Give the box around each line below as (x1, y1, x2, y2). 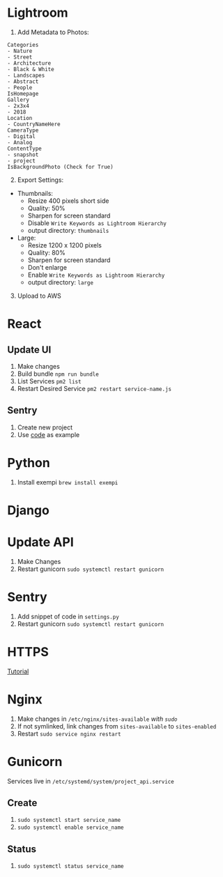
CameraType (7, 127, 39, 134)
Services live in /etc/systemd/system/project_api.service (7, 777, 174, 785)
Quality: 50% (27, 204, 66, 212)
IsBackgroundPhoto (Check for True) (7, 163, 114, 170)
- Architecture (7, 59, 52, 67)
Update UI (7, 344, 52, 356)
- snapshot (7, 151, 39, 158)
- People (7, 84, 33, 91)
